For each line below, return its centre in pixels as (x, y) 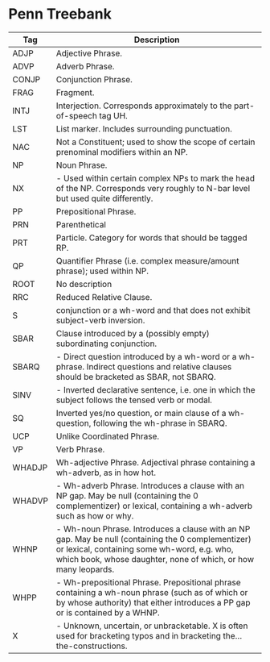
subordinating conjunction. (106, 343)
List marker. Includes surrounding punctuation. (144, 128)
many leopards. (85, 569)
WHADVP (30, 501)
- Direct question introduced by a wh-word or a (146, 356)
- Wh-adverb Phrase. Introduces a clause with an (150, 485)
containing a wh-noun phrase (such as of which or (152, 592)
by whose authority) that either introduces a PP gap (153, 602)
